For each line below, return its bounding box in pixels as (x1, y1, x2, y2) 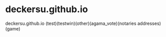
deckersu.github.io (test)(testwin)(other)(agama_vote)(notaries (5, 20, 136, 26)
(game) (5, 25, 20, 31)
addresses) (137, 20, 161, 26)
